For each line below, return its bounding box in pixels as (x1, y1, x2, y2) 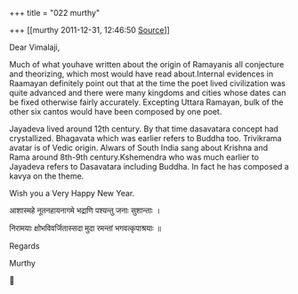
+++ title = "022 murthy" (9, 8, 101, 18)
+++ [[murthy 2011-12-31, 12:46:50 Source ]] (9, 25, 171, 35)
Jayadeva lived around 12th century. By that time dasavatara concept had (9, 123, 278, 134)
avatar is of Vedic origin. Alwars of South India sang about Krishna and (9, 142, 269, 153)
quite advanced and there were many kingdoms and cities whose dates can (9, 88, 286, 98)
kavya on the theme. (9, 171, 85, 181)
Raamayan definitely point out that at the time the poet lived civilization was (9, 78, 286, 88)
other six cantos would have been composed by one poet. (9, 107, 222, 116)
